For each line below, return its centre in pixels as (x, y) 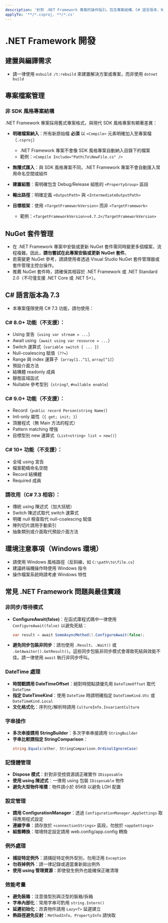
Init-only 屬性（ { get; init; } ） (46, 417)
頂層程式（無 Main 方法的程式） (45, 423)
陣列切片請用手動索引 (34, 525)
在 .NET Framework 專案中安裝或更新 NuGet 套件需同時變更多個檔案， (85, 247)
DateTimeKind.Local (33, 701)
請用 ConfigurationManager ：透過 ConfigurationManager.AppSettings (85, 813)
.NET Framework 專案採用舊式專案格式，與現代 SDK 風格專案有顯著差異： (81, 123)
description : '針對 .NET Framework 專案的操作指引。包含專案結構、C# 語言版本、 (83, 10)
